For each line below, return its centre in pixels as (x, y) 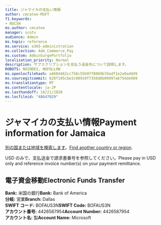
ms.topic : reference (26, 42)
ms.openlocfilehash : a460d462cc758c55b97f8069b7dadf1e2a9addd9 (71, 74)
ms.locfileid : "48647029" (32, 96)
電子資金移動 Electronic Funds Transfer (65, 180)
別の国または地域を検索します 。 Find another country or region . (69, 148)
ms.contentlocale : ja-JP (31, 87)
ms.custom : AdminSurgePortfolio (38, 55)
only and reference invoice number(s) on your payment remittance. (73, 163)
